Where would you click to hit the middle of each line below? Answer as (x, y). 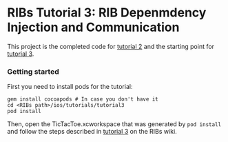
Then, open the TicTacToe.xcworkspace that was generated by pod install (114, 124)
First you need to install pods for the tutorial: (70, 87)
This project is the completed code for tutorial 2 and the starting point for (111, 46)
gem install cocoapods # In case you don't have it (83, 99)
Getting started (33, 72)
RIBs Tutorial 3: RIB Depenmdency (107, 13)
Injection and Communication (93, 27)
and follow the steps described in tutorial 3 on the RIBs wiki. (92, 132)
